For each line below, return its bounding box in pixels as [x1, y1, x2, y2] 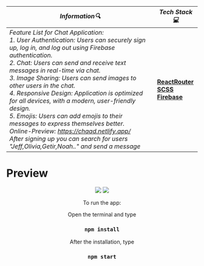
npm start [87, 253, 117, 261]
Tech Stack [158, 8, 193, 16]
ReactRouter [157, 78, 194, 86]
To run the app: [83, 199, 121, 206]
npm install [84, 226, 120, 233]
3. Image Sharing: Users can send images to [9, 74, 137, 82]
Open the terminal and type [67, 211, 137, 218]
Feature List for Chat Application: [9, 29, 104, 36]
